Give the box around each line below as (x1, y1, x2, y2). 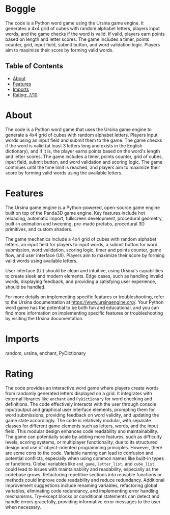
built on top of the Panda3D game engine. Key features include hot (5, 210, 145, 216)
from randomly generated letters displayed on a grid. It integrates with (5, 390, 153, 396)
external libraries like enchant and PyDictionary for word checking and (5, 396, 153, 402)
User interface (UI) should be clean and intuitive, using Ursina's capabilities (5, 267, 163, 273)
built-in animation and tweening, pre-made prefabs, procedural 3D (5, 220, 145, 227)
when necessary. (5, 504, 42, 510)
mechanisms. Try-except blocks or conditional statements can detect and (5, 493, 160, 499)
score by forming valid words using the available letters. (5, 169, 123, 176)
